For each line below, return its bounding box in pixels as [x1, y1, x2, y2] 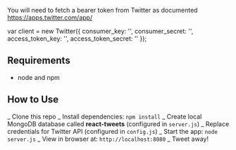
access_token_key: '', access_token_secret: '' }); [7, 34, 147, 43]
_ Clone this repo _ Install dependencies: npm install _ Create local [7, 112, 202, 121]
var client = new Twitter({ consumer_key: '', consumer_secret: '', [7, 27, 194, 35]
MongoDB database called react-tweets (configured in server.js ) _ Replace [7, 119, 230, 128]
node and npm [17, 73, 60, 81]
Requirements [7, 55, 70, 67]
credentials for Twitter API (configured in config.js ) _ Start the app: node [7, 127, 218, 135]
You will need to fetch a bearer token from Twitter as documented [7, 6, 199, 14]
